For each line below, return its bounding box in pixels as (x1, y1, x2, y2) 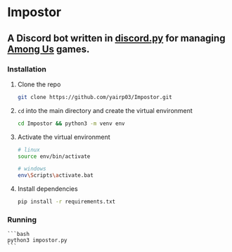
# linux (17, 146, 40, 153)
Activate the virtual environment (17, 133, 110, 141)
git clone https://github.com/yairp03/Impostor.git (17, 93, 172, 100)
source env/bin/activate (17, 152, 91, 160)
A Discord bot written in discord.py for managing (7, 32, 226, 44)
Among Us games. (7, 43, 90, 55)
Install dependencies (17, 185, 79, 193)
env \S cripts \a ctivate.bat (17, 172, 94, 179)
